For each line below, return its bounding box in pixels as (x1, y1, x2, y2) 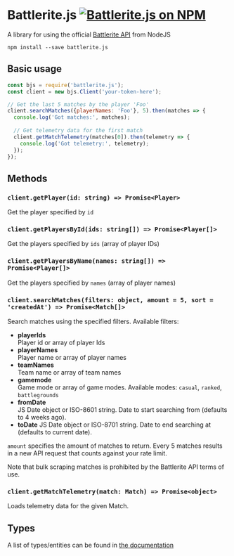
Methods (7, 172, 48, 184)
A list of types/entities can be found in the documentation (7, 541, 174, 550)
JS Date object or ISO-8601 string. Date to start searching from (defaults (17, 405, 228, 414)
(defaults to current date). (17, 427, 93, 436)
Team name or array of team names (17, 368, 122, 376)
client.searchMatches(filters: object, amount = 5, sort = (7, 296, 214, 304)
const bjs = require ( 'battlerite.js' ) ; (7, 82, 124, 89)
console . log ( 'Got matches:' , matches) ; (13, 114, 131, 121)
